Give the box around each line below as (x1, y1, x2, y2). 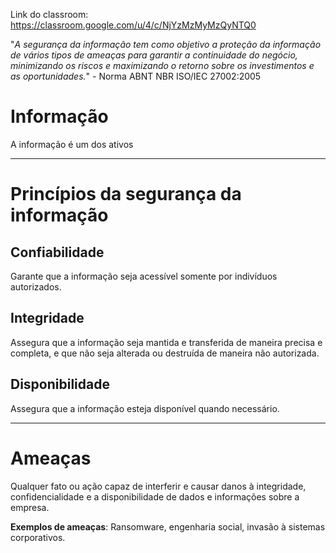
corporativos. (10, 531, 66, 543)
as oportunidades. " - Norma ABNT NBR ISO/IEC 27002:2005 (10, 70, 262, 82)
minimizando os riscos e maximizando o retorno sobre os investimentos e (10, 60, 315, 71)
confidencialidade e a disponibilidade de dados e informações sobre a (10, 490, 300, 503)
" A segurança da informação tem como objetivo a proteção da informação (10, 39, 322, 50)
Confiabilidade (10, 244, 105, 261)
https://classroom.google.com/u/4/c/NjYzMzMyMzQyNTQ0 (10, 19, 257, 31)
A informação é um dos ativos (10, 138, 134, 150)
